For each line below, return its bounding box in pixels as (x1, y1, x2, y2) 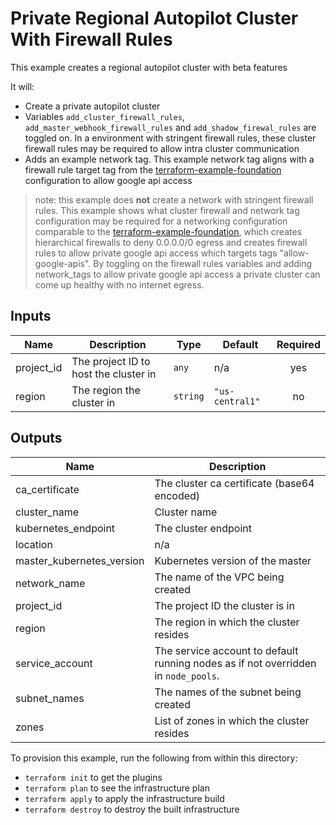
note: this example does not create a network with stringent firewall (34, 193, 314, 206)
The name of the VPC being (154, 570, 285, 584)
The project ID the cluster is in (154, 598, 295, 612)
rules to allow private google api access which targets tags (34, 247, 278, 259)
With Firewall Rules (10, 28, 173, 51)
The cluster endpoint (154, 521, 253, 535)
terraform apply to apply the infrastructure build (24, 792, 225, 804)
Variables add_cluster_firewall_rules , (24, 110, 185, 122)
